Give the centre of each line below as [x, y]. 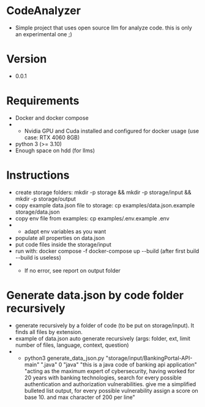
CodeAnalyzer [44, 11]
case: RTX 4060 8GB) [52, 137]
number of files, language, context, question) [72, 345]
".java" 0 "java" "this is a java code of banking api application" [119, 364]
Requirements [43, 101]
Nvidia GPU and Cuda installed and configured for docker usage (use [112, 131]
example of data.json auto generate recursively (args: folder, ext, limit [103, 338]
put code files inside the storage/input [63, 244]
